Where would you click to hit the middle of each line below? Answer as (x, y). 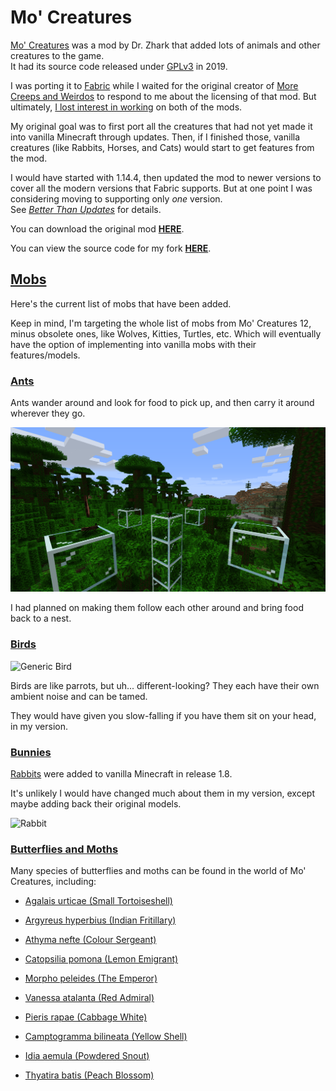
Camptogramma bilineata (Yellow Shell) (106, 1037)
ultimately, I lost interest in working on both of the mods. (126, 107)
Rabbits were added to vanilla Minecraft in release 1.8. (121, 773)
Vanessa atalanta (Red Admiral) (89, 998)
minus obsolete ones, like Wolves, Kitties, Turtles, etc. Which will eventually (166, 333)
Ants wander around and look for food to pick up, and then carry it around (162, 403)
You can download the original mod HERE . (97, 228)
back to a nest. (41, 618)
